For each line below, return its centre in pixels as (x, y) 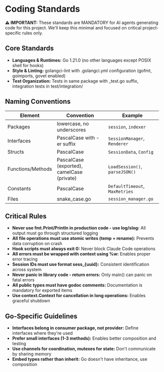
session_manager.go (131, 199)
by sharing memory (32, 354)
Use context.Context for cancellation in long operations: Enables (79, 296)
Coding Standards (43, 9)
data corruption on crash (37, 244)
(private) (67, 178)
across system (27, 270)
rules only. (32, 33)
